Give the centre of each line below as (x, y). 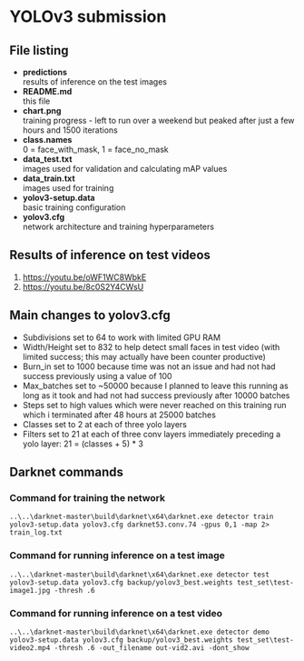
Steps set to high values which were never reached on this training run (155, 405)
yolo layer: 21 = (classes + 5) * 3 (83, 444)
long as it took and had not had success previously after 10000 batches (156, 395)
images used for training (68, 188)
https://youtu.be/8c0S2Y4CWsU (83, 286)
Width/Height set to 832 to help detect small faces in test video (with (151, 346)
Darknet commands (67, 472)
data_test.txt (47, 159)
